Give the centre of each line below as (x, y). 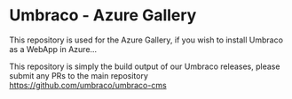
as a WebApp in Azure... (53, 49)
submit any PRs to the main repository (79, 75)
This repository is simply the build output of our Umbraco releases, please (145, 66)
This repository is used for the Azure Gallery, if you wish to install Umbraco (146, 40)
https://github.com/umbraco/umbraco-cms (88, 85)
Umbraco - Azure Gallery (103, 15)
